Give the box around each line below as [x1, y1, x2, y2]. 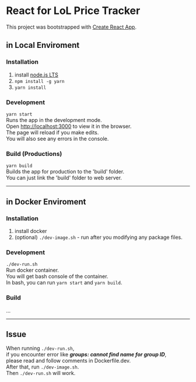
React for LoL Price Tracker [6, 4, 141, 18]
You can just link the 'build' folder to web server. [6, 174, 123, 182]
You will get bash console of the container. [6, 273, 108, 280]
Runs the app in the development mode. [6, 116, 102, 123]
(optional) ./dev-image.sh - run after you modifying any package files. [14, 234, 183, 241]
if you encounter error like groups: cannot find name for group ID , [6, 351, 167, 358]
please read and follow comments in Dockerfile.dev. [6, 357, 131, 364]
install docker [14, 227, 47, 234]
